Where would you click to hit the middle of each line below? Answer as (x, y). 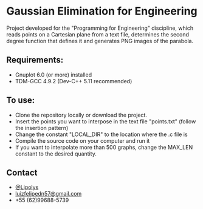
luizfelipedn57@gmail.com (48, 194)
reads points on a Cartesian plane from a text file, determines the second (98, 34)
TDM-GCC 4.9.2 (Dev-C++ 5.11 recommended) (74, 81)
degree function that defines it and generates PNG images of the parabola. (100, 41)
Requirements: (35, 60)
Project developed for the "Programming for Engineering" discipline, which (100, 28)
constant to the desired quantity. (56, 154)
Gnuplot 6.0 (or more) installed (53, 75)
